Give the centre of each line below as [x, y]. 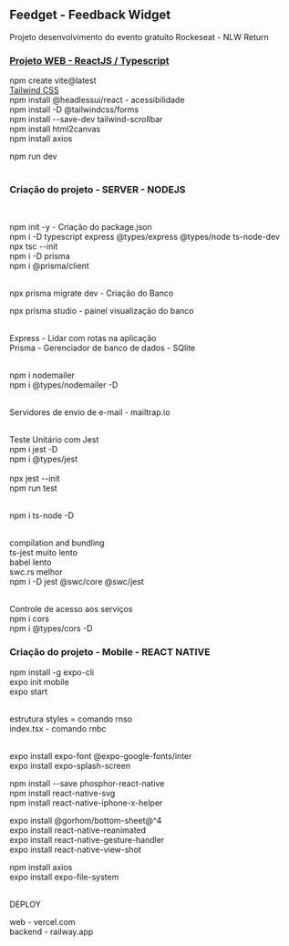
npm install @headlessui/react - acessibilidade [97, 100]
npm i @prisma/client [49, 266]
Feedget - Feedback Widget [90, 15]
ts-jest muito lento [44, 553]
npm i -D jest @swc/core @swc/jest [77, 582]
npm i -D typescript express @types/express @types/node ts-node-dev [145, 237]
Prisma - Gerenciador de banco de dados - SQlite [103, 348]
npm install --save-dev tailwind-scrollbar [86, 120]
